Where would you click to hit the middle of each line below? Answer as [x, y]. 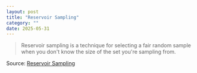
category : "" [23, 23]
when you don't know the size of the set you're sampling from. [98, 52]
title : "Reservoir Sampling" [43, 17]
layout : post [23, 12]
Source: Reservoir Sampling [41, 63]
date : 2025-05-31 [28, 28]
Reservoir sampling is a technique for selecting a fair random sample [106, 45]
